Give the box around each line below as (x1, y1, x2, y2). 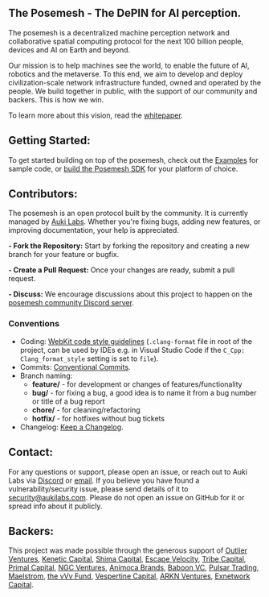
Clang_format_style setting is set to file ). (19, 354, 159, 363)
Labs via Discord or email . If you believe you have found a (8, 475, 200, 485)
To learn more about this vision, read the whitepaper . (8, 110, 183, 120)
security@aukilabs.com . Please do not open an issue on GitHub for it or (8, 492, 245, 502)
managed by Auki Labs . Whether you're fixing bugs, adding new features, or (8, 217, 261, 226)
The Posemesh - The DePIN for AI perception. (8, 6, 242, 20)
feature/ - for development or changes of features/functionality (31, 379, 243, 389)
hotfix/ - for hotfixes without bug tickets (31, 413, 165, 423)
